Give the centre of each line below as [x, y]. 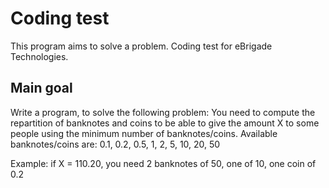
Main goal [41, 88]
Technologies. [39, 56]
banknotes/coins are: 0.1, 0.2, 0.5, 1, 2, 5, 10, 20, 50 [115, 144]
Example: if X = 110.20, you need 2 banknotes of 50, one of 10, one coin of [163, 163]
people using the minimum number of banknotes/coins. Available [144, 133]
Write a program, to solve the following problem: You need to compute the [163, 112]
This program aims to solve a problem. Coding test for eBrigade [141, 46]
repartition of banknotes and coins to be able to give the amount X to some [165, 123]
